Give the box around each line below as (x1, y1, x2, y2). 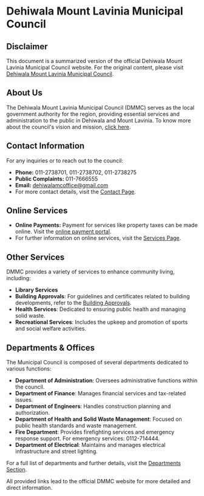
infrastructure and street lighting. (15, 447, 98, 455)
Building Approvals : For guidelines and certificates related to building (15, 293, 190, 300)
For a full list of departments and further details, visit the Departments (6, 460, 181, 467)
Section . (6, 466, 27, 474)
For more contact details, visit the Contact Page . (15, 188, 137, 195)
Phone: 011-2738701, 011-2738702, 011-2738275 (15, 169, 137, 176)
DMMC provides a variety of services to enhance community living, (6, 268, 175, 275)
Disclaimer (6, 41, 48, 52)
